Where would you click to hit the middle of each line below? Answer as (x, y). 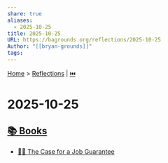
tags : (15, 53)
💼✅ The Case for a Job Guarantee (66, 151)
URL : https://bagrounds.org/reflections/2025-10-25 (84, 40)
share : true (24, 14)
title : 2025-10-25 (34, 33)
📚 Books (27, 131)
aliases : (20, 20)
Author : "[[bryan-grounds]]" (50, 46)
